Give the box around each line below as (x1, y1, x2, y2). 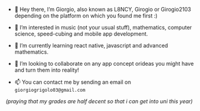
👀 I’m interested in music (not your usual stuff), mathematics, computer (14, 24, 192, 31)
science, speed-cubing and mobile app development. (14, 30, 148, 37)
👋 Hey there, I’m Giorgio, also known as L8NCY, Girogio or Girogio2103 (14, 6, 192, 13)
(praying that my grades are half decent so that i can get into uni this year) (5, 98, 193, 105)
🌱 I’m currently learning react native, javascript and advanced (14, 42, 168, 49)
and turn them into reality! (14, 66, 79, 74)
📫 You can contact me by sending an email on (14, 78, 132, 86)
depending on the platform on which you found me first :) (14, 12, 158, 19)
